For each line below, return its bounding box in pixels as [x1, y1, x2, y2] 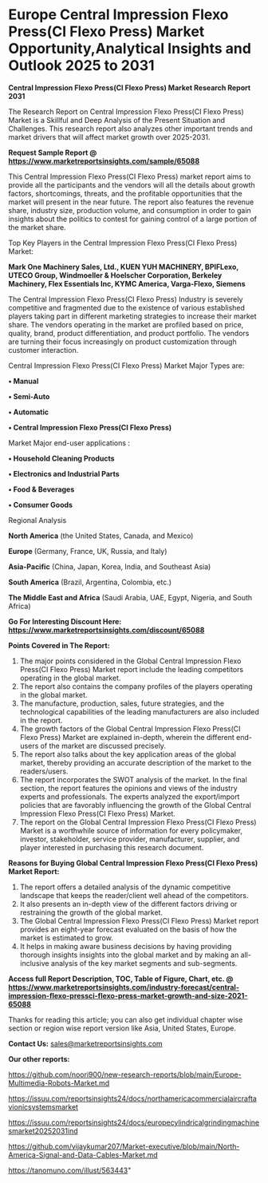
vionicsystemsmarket [8, 1102, 78, 1111]
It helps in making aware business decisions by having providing [19, 941, 232, 951]
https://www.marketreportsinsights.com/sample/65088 [8, 156, 200, 165]
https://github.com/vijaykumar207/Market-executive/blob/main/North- [8, 1141, 240, 1151]
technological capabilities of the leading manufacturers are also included [19, 706, 259, 716]
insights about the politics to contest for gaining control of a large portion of [8, 214, 258, 224]
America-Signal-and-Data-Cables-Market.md [8, 1149, 158, 1159]
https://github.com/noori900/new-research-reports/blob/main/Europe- [8, 1070, 242, 1079]
